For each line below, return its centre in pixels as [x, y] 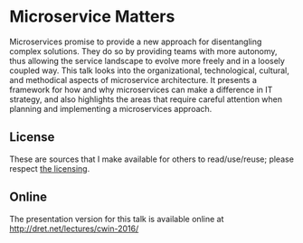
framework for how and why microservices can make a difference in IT [141, 89]
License [32, 137]
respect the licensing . [50, 168]
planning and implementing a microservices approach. [111, 108]
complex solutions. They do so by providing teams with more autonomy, [143, 51]
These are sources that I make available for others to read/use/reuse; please [151, 159]
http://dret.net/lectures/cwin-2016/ [74, 229]
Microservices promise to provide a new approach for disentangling [136, 42]
